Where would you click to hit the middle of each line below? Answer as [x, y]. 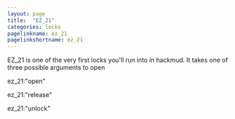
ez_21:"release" [30, 95]
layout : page [26, 14]
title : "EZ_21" [31, 20]
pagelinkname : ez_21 [38, 33]
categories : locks [34, 27]
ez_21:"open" [26, 81]
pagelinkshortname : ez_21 [45, 40]
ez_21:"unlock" [29, 108]
